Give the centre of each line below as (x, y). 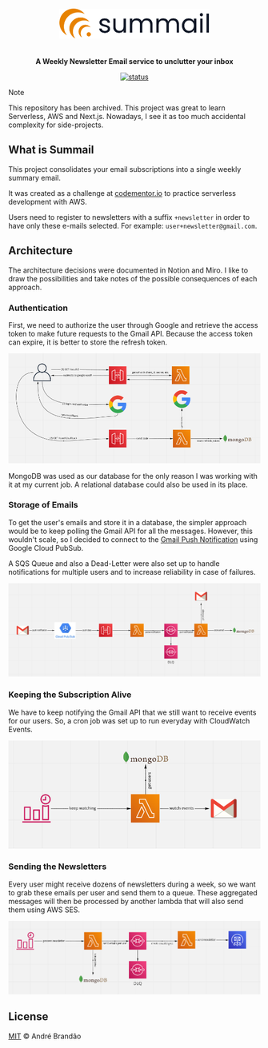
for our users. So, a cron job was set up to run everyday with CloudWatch (129, 720)
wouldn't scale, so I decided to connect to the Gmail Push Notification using (133, 539)
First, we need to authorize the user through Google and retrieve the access (133, 325)
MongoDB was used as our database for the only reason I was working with (133, 476)
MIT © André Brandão (45, 1036)
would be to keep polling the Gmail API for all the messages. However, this (131, 531)
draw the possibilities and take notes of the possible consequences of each (133, 278)
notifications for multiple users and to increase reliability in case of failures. (132, 572)
